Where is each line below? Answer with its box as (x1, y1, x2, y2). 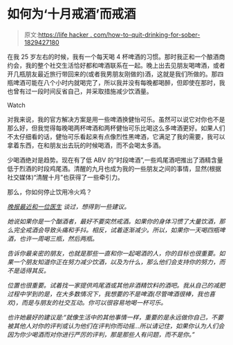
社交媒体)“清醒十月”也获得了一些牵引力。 (7, 173, 124, 181)
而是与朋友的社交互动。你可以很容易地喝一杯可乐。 (21, 298, 167, 306)
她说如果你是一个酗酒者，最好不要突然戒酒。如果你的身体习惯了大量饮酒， (7, 217, 219, 225)
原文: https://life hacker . (24, 30, 92, 39)
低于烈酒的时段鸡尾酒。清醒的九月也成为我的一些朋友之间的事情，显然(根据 (7, 164, 222, 173)
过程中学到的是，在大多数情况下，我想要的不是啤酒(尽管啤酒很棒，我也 (7, 290, 209, 298)
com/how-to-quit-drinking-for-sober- (93, 30, 201, 39)
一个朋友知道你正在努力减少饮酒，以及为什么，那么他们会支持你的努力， (12, 257, 219, 266)
